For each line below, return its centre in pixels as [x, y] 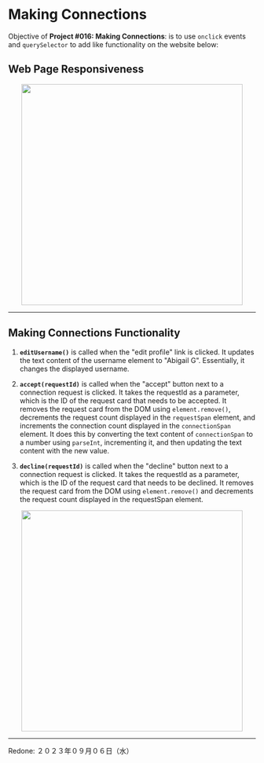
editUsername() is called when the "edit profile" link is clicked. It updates [137, 352]
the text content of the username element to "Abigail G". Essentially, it [132, 360]
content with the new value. [64, 450]
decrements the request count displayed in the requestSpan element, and [137, 417]
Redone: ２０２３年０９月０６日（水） [71, 750]
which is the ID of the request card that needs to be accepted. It [123, 400]
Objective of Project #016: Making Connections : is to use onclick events [127, 36]
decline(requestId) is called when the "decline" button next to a [124, 466]
